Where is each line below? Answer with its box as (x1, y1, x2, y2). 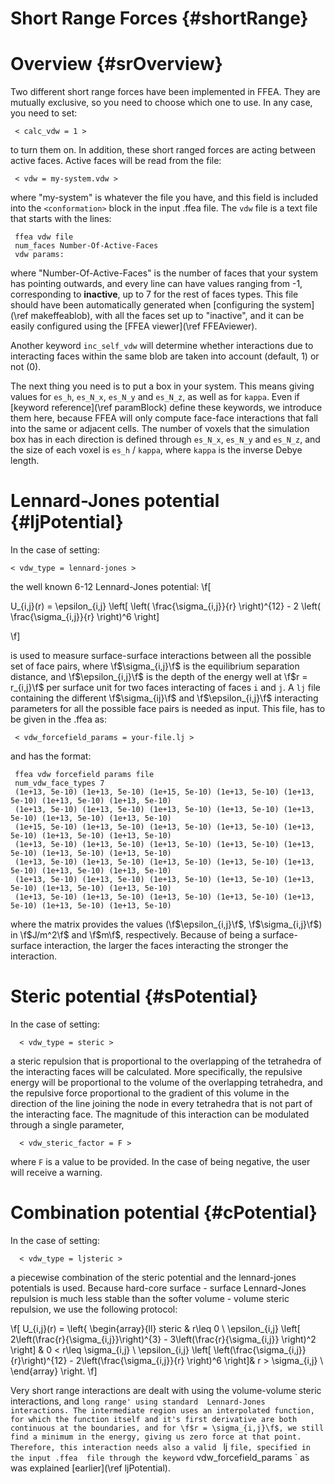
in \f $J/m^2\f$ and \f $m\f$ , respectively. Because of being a (10, 929, 261, 941)
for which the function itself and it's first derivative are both (10, 1414, 298, 1424)
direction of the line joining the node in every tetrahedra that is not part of (10, 1098, 313, 1109)
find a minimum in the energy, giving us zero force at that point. (10, 1432, 302, 1442)
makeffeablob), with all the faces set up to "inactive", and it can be (30, 310, 305, 322)
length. (10, 455, 40, 467)
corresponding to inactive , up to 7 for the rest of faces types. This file (10, 288, 299, 301)
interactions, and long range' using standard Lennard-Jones (10, 1395, 266, 1407)
